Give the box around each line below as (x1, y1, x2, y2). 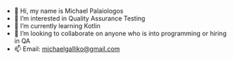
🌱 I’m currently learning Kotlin (13, 22, 101, 30)
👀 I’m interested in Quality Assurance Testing (13, 14, 145, 23)
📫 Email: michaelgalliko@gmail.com (13, 44, 121, 53)
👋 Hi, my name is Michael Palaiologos (13, 7, 124, 15)
